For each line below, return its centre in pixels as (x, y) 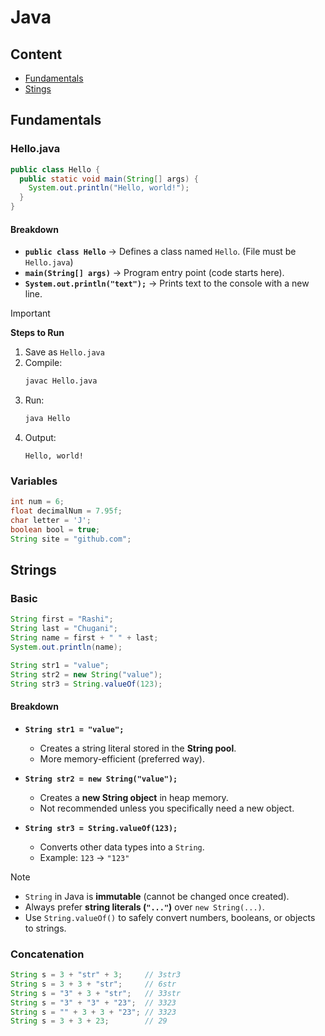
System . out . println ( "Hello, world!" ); (109, 188)
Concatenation (47, 954)
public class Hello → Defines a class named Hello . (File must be (160, 252)
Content (36, 54)
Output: (40, 438)
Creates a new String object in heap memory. (134, 797)
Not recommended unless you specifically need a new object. (167, 808)
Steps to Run (37, 333)
